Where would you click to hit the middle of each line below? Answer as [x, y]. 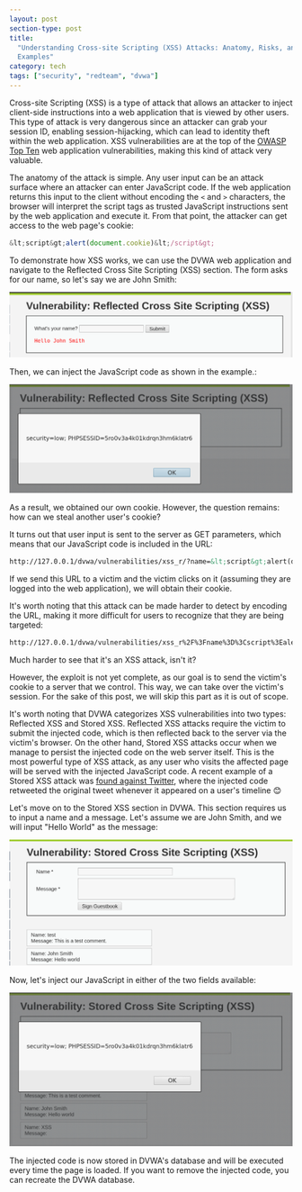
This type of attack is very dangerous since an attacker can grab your [138, 122]
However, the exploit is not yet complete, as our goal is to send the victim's [148, 677]
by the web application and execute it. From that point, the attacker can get [148, 215]
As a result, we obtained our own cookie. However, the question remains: [145, 507]
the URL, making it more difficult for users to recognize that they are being [147, 615]
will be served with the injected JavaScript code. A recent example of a [141, 771]
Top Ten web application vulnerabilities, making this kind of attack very [141, 150]
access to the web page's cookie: [72, 225]
